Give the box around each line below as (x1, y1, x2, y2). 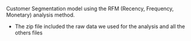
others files (14, 29, 43, 36)
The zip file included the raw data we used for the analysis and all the (14, 23, 186, 30)
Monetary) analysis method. (6, 11, 76, 18)
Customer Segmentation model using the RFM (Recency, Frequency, (6, 5, 174, 12)
